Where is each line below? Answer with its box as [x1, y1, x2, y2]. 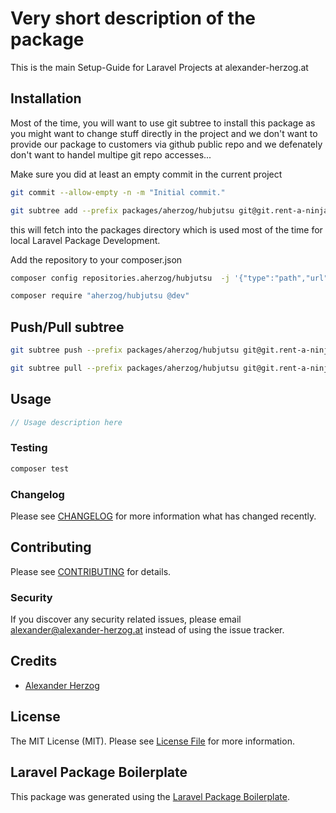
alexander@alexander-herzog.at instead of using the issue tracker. [10, 624, 285, 636]
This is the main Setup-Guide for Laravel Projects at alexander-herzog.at [10, 61, 309, 73]
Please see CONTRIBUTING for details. [10, 565, 172, 577]
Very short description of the [10, 7, 257, 30]
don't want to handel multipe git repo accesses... [10, 148, 212, 161]
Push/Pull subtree [10, 318, 125, 336]
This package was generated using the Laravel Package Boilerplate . [10, 790, 291, 802]
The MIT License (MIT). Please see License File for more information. [10, 735, 295, 747]
